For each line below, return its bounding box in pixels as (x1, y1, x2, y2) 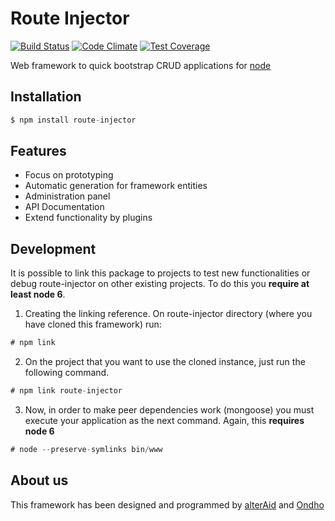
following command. (24, 367, 110, 379)
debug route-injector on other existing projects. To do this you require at (10, 278, 310, 290)
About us (10, 472, 69, 489)
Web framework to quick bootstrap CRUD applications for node (10, 59, 272, 71)
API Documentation (24, 201, 105, 213)
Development (10, 240, 97, 257)
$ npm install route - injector (10, 115, 137, 125)
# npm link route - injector (10, 386, 123, 396)
